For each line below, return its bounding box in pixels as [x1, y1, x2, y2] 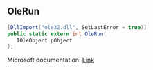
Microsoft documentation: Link [7, 55, 95, 64]
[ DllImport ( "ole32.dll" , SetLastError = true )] [7, 24, 147, 30]
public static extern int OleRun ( [7, 30, 107, 37]
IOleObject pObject [16, 37, 73, 44]
